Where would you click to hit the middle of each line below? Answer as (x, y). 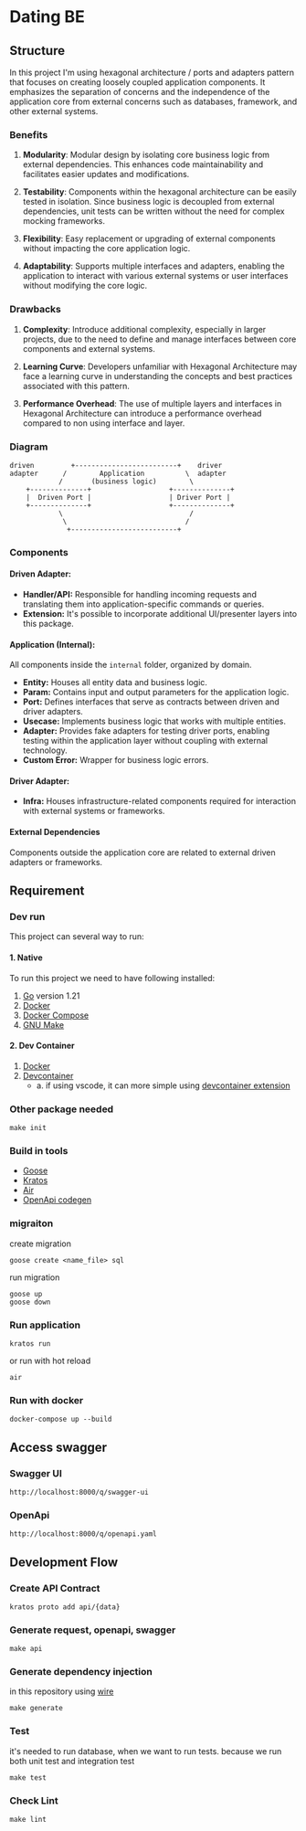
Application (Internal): (53, 644)
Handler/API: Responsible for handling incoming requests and (140, 595)
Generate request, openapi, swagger (93, 1630)
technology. (45, 750)
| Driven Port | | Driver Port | (128, 497)
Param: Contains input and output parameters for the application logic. (156, 693)
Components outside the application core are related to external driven (142, 852)
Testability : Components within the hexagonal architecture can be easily (159, 192)
